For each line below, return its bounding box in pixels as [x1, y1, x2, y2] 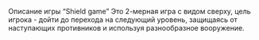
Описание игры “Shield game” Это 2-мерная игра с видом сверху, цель [8, 7, 252, 16]
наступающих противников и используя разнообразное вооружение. [8, 24, 245, 32]
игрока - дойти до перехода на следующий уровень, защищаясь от [8, 15, 238, 24]
